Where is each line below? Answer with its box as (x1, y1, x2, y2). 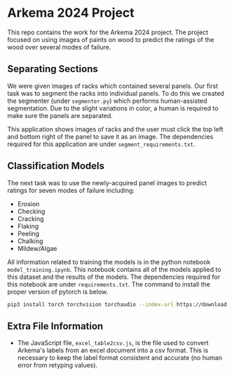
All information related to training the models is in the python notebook (7, 257, 211, 266)
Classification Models (7, 160, 105, 172)
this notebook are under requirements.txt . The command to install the (7, 280, 210, 288)
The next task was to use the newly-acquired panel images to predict (7, 178, 207, 187)
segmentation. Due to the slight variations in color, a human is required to (7, 103, 219, 113)
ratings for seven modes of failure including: (7, 186, 135, 194)
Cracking (17, 215, 44, 223)
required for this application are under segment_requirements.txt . (7, 140, 195, 148)
